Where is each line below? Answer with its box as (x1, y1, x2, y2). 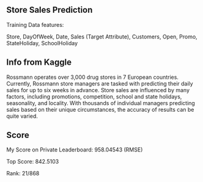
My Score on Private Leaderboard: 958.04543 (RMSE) (6, 146, 143, 153)
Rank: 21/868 (6, 170, 40, 177)
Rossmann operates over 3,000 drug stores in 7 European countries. (6, 73, 179, 81)
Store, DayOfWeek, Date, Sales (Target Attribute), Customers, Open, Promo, (6, 33, 197, 40)
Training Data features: (6, 21, 64, 28)
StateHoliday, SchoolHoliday (6, 39, 78, 46)
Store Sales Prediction (6, 5, 93, 15)
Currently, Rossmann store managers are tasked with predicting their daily (6, 79, 194, 87)
